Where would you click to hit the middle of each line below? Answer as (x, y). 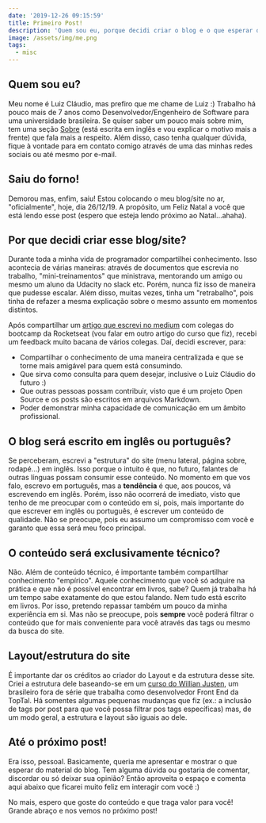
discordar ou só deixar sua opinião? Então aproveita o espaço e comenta (127, 778)
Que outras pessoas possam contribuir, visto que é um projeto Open (131, 391)
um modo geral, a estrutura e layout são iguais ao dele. (98, 717)
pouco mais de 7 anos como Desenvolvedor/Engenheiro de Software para (129, 112)
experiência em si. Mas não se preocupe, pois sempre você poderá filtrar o (131, 614)
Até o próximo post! (58, 742)
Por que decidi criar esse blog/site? (97, 240)
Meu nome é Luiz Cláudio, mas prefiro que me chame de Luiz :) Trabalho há (132, 103)
